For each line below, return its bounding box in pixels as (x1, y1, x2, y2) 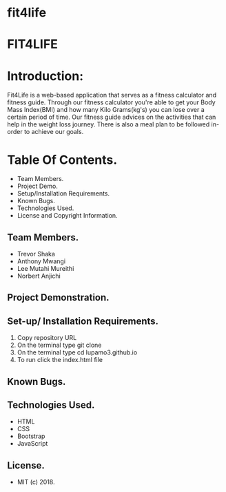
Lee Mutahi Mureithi (17, 265, 74, 273)
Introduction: (7, 68, 84, 84)
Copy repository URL (17, 334, 77, 342)
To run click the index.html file (17, 356, 103, 364)
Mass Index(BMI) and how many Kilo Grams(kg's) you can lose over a (7, 106, 205, 114)
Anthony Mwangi (17, 257, 66, 265)
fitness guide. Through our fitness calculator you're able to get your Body (7, 98, 216, 106)
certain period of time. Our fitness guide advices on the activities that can (7, 113, 216, 122)
